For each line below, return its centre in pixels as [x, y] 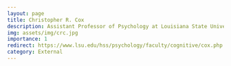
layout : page [26, 13]
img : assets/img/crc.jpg [43, 33]
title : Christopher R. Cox [46, 20]
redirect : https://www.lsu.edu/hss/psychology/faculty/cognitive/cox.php [115, 45]
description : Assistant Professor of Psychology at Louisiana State [107, 26]
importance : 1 [27, 39]
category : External [35, 52]
